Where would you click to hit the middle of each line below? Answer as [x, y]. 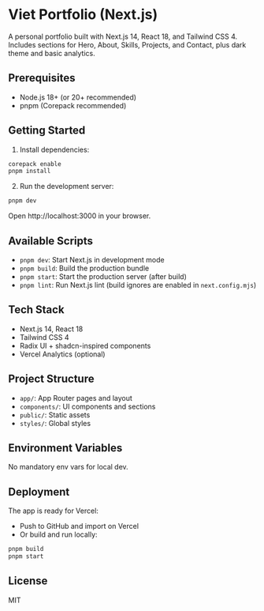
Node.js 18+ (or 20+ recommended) [78, 97]
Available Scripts [50, 241]
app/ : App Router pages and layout [76, 398]
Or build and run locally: [58, 534]
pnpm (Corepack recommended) [73, 105]
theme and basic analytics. [52, 53]
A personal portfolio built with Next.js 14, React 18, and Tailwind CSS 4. [123, 36]
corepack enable [35, 164]
